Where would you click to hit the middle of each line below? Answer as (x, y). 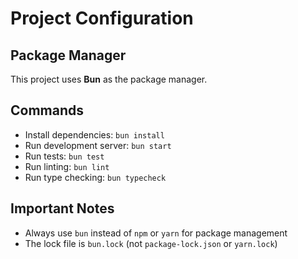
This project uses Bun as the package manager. (109, 79)
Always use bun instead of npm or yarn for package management (156, 233)
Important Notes (62, 208)
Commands (47, 110)
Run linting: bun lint (67, 166)
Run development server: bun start (98, 145)
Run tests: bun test (64, 156)
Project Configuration (102, 18)
